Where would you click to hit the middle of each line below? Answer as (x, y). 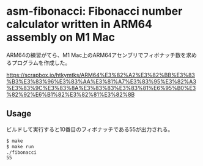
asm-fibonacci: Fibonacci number (94, 11)
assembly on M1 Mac (61, 37)
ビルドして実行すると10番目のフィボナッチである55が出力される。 (90, 129)
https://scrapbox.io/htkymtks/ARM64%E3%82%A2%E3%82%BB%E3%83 (101, 75)
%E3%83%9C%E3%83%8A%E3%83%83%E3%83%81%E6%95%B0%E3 (101, 88)
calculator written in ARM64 (79, 24)
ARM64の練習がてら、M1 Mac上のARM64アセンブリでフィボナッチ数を (96, 55)
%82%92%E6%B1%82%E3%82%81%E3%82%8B (71, 94)
